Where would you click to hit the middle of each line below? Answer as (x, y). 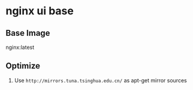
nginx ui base (40, 11)
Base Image (28, 33)
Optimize (23, 66)
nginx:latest (20, 47)
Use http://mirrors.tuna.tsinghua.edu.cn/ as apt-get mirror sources (100, 80)
